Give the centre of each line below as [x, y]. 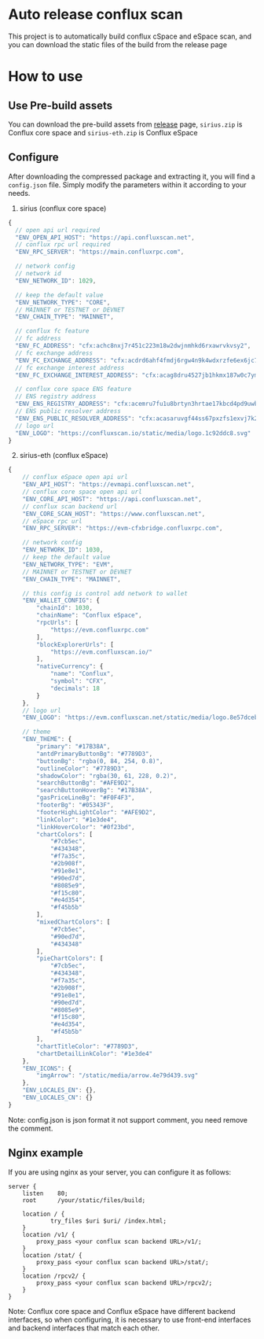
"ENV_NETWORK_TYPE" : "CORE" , [63, 302]
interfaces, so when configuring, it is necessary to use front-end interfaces [130, 1319]
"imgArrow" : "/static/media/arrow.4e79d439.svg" [117, 1075]
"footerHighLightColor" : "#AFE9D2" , [96, 812]
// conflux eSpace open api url [75, 478]
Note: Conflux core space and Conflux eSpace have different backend [122, 1311]
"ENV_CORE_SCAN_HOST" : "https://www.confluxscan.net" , [114, 514]
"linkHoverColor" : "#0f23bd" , [86, 827]
